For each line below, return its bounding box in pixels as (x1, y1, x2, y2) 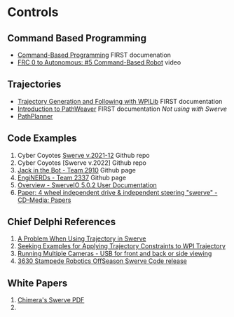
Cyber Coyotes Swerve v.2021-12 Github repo (17, 151, 150, 159)
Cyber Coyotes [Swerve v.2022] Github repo (17, 158, 147, 167)
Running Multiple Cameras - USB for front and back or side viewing (17, 250, 212, 258)
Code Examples (7, 133, 77, 144)
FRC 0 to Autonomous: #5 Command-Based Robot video (17, 58, 181, 67)
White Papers (7, 277, 68, 289)
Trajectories (7, 79, 62, 90)
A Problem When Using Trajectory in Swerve (17, 234, 146, 243)
